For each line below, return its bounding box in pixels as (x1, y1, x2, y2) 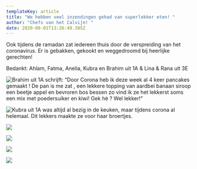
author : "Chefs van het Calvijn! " (6, 19, 94, 25)
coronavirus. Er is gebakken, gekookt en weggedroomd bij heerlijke (6, 48, 170, 55)
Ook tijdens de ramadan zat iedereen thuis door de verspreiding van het (6, 41, 181, 48)
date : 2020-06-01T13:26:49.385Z (6, 25, 86, 31)
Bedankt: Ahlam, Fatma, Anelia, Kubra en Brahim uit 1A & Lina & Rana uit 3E (6, 65, 189, 72)
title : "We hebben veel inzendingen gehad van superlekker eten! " (6, 14, 176, 20)
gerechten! (6, 53, 33, 60)
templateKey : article (6, 8, 60, 15)
